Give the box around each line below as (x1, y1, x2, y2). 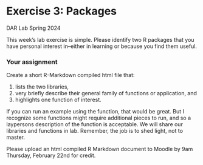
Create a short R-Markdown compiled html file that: (6, 72, 135, 79)
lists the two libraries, (15, 83, 69, 90)
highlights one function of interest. (15, 96, 101, 104)
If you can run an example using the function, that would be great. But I (6, 108, 184, 115)
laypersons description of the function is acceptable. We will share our (6, 121, 184, 128)
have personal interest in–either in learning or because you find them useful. (6, 42, 198, 50)
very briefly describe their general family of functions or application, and (15, 90, 198, 97)
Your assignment (6, 58, 58, 66)
